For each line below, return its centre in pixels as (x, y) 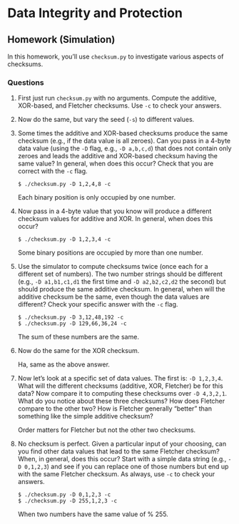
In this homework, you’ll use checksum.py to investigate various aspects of (116, 56)
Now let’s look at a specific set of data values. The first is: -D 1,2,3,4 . (120, 379)
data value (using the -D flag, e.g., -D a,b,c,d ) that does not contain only (124, 148)
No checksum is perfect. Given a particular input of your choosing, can (122, 444)
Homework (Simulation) (61, 40)
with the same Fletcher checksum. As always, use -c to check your (116, 474)
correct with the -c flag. (52, 171)
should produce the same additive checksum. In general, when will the (121, 289)
